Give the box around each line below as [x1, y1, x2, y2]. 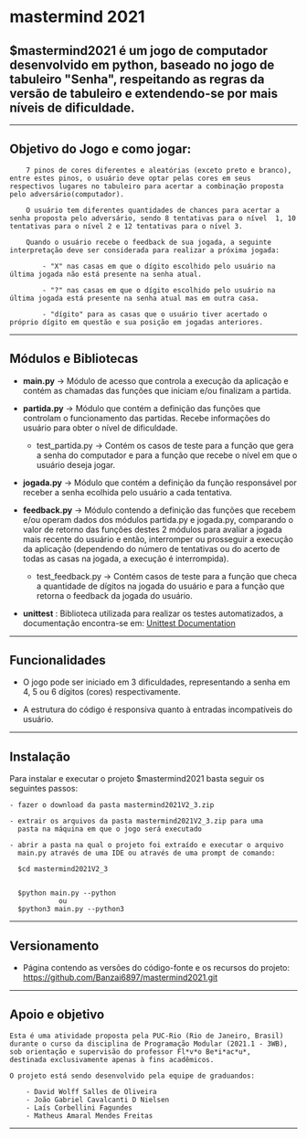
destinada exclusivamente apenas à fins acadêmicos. [9, 1055, 215, 1064]
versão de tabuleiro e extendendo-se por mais [9, 85, 279, 101]
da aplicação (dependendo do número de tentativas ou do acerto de [22, 543, 281, 554]
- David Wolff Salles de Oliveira [26, 1087, 157, 1096]
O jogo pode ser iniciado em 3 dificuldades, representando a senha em [22, 676, 291, 687]
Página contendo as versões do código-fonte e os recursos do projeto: [22, 963, 291, 973]
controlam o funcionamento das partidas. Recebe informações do [22, 412, 271, 423]
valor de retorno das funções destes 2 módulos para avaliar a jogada [22, 524, 283, 535]
